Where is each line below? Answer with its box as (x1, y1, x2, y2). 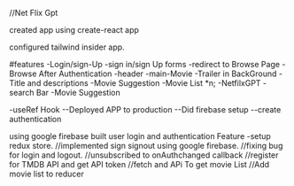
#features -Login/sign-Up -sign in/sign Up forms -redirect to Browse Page (9, 59, 281, 69)
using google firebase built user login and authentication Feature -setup (9, 131, 272, 141)
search (9, 88, 35, 97)
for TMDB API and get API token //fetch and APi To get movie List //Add (9, 159, 270, 169)
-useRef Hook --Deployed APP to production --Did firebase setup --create (9, 105, 282, 114)
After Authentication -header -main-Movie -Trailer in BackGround (38, 68, 277, 79)
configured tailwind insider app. (9, 42, 126, 52)
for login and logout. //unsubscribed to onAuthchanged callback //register (9, 150, 279, 160)
